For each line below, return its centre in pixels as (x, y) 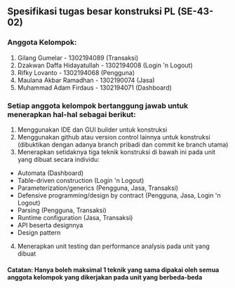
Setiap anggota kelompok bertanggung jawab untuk (98, 106)
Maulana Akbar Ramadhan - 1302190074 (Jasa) (86, 80)
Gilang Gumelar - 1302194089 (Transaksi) (78, 57)
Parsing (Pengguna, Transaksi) (62, 210)
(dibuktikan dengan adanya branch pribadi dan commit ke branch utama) (123, 144)
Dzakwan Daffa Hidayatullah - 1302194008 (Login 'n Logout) (105, 65)
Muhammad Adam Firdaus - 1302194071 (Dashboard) (94, 88)
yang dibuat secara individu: (58, 159)
